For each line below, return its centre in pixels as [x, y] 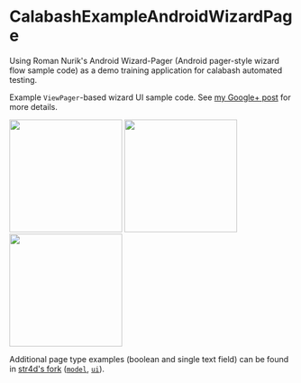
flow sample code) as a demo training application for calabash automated [146, 70]
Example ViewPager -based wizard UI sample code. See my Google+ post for [150, 97]
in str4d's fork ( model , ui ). [57, 369]
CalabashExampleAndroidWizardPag [151, 17]
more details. [34, 106]
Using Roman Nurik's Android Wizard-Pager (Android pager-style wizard [144, 60]
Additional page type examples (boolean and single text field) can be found [149, 359]
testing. [23, 79]
